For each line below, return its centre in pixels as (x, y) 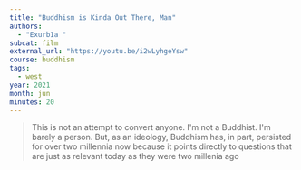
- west (30, 77)
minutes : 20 (32, 102)
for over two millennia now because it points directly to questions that (161, 146)
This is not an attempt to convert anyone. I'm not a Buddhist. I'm (151, 127)
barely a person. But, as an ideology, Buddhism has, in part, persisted (161, 137)
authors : (26, 26)
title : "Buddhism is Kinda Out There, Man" (93, 18)
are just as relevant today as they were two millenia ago (135, 156)
